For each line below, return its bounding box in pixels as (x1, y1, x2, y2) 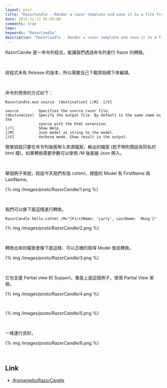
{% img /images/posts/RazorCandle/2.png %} (5, 225, 99, 231)
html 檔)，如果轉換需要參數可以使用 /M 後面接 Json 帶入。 (5, 150, 125, 156)
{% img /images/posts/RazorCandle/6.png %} (5, 340, 99, 346)
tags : (5, 26, 16, 31)
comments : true (5, 21, 37, 26)
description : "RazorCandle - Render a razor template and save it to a (5, 35, 157, 40)
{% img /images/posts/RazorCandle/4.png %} (5, 291, 99, 296)
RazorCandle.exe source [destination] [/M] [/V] (5, 99, 112, 104)
